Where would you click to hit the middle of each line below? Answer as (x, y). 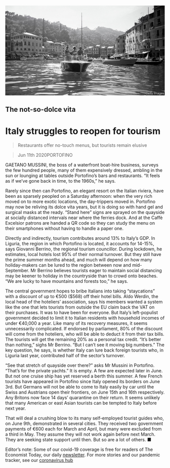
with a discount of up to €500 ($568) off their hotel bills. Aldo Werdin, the (82, 296)
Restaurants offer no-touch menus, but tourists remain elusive (82, 145)
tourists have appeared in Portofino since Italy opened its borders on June (83, 381)
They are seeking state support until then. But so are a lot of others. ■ (78, 439)
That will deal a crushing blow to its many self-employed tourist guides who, (85, 418)
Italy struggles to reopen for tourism (83, 131)
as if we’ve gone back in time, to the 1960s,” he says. (60, 181)
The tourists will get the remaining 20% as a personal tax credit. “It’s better (83, 339)
